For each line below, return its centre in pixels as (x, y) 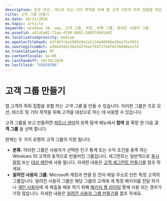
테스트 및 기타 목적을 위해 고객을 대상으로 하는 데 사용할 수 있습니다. (77, 112)
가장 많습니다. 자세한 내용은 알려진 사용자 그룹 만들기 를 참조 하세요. (77, 194)
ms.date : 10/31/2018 (27, 19)
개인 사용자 (28, 187)
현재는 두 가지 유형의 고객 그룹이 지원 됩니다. (48, 139)
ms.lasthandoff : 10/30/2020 (34, 61)
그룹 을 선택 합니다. (29, 129)
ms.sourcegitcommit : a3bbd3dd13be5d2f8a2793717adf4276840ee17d (72, 47)
